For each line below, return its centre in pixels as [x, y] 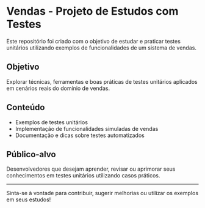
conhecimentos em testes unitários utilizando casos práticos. [83, 176]
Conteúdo [26, 107]
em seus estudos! [29, 199]
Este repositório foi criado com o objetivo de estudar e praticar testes [94, 41]
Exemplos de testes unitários [52, 122]
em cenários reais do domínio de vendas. [58, 88]
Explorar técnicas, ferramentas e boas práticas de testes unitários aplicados [102, 81]
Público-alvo [31, 154]
